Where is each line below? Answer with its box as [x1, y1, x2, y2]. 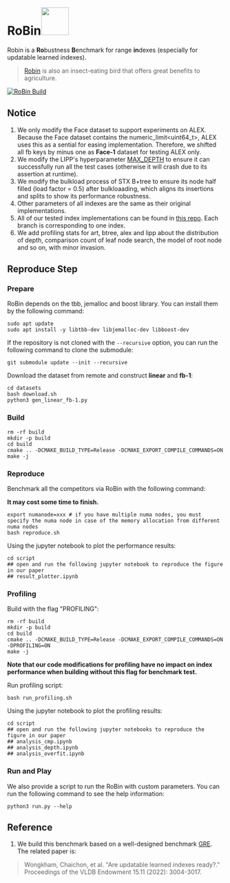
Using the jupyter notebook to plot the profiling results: [7, 707, 163, 715]
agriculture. [23, 73, 57, 82]
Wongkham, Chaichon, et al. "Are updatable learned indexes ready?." [23, 861, 220, 869]
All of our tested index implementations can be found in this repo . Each [17, 214, 219, 222]
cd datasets [7, 384, 41, 392]
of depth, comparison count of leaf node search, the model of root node [17, 236, 222, 244]
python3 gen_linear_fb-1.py [7, 397, 88, 404]
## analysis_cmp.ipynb [7, 738, 72, 745]
